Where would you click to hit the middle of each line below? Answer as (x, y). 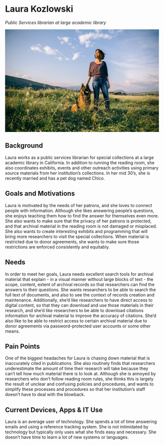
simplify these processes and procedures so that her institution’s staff (75, 389)
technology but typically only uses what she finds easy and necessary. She (81, 432)
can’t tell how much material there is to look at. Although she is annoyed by (81, 374)
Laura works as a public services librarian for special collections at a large (80, 157)
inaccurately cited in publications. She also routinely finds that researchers (80, 363)
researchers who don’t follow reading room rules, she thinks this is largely (79, 379)
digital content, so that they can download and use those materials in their (79, 305)
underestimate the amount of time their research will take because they (77, 369)
